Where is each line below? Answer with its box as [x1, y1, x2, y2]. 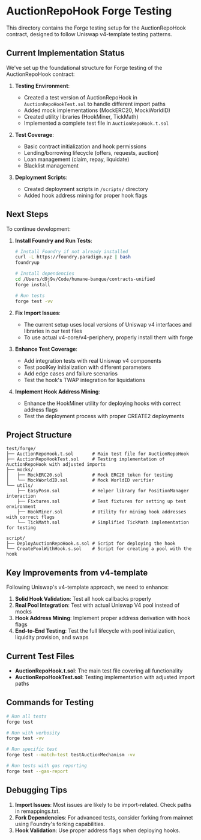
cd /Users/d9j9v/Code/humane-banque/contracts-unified [14, 276, 155, 283]
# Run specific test [6, 746, 58, 753]
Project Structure [6, 430, 72, 440]
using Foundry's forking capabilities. [14, 820, 106, 827]
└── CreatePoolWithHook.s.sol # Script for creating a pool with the [6, 546, 192, 552]
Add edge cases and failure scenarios [23, 369, 118, 377]
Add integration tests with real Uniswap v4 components [23, 357, 162, 364]
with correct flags [6, 514, 55, 521]
